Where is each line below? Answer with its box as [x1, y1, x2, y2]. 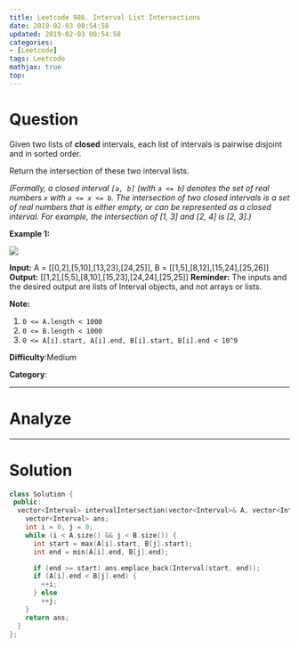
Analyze [9, 408, 72, 428]
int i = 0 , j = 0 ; [25, 522, 93, 532]
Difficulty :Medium [9, 352, 77, 362]
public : [12, 497, 42, 507]
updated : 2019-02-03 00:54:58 [9, 29, 122, 38]
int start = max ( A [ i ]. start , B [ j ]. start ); [32, 539, 193, 548]
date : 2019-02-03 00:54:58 [9, 21, 109, 30]
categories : [9, 37, 53, 47]
